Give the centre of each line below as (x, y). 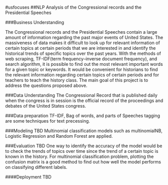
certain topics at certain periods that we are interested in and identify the (80, 48)
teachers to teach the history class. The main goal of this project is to (77, 80)
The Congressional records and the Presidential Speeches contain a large (81, 32)
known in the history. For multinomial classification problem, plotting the (79, 156)
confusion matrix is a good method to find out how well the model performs (83, 162)
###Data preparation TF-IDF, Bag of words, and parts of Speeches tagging (83, 116)
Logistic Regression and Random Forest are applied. (59, 136)
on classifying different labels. (36, 167)
